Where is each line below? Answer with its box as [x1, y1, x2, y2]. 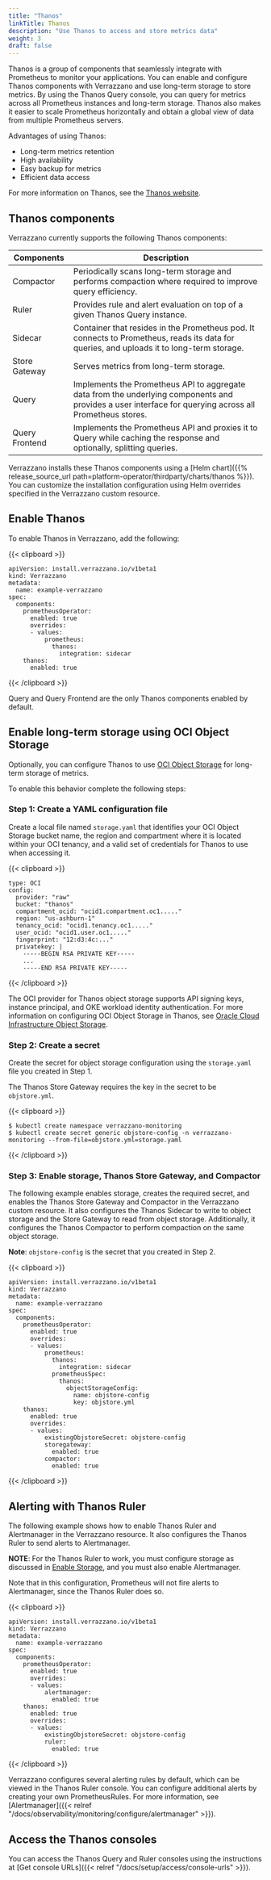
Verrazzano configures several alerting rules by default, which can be [8, 1775, 240, 1785]
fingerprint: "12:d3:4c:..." [15, 936, 114, 944]
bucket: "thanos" [15, 900, 74, 908]
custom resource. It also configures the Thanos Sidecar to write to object [8, 1206, 252, 1216]
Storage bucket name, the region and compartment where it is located [8, 831, 242, 840]
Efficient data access [19, 173, 90, 182]
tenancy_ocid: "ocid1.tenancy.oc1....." [15, 921, 153, 929]
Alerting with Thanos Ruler [8, 1499, 147, 1514]
